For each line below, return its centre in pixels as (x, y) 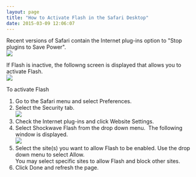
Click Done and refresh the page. (57, 168)
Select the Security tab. (45, 108)
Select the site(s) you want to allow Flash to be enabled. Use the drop (103, 148)
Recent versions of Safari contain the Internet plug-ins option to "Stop (94, 41)
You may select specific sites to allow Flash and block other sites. (98, 161)
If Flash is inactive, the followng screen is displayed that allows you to (94, 65)
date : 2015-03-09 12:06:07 (41, 23)
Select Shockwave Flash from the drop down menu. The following (99, 128)
